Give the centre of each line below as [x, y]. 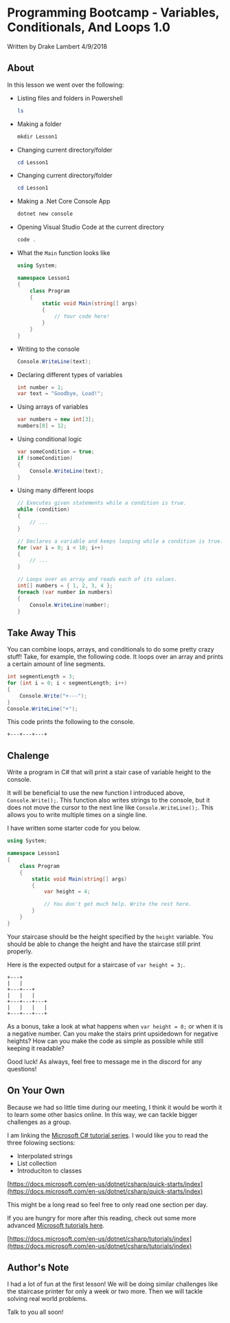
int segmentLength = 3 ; [41, 677]
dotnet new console [45, 214]
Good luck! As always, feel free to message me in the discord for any [105, 1061]
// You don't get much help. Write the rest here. [118, 905]
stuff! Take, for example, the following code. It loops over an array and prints [115, 657]
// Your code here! [82, 316]
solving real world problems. [47, 1299]
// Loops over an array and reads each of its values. [97, 579]
